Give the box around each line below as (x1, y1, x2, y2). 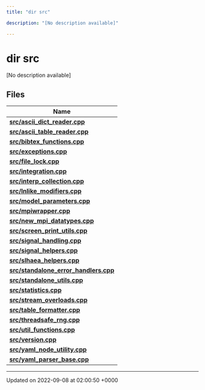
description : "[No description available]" (6, 19, 119, 26)
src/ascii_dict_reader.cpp (9, 118, 85, 126)
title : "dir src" (6, 9, 51, 15)
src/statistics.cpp (9, 286, 62, 294)
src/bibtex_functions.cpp (9, 138, 84, 146)
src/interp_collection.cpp (9, 177, 84, 186)
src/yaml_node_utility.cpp (9, 346, 87, 354)
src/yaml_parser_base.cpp (9, 355, 89, 364)
